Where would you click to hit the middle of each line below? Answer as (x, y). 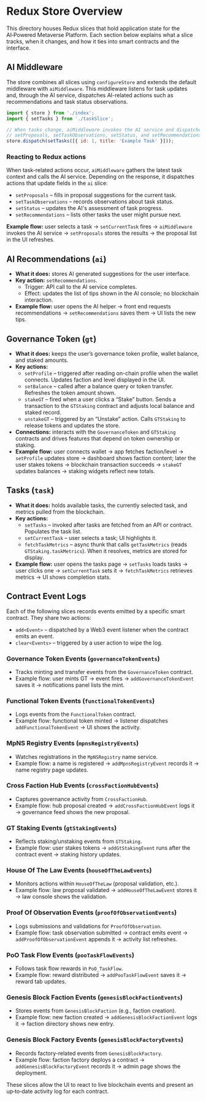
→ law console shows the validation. (61, 897)
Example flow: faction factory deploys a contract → (80, 1060)
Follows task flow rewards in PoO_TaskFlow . (69, 968)
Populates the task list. (53, 531)
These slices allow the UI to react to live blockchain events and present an (100, 1084)
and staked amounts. (42, 360)
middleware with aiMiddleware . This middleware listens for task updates (97, 88)
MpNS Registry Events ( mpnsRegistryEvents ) (73, 743)
